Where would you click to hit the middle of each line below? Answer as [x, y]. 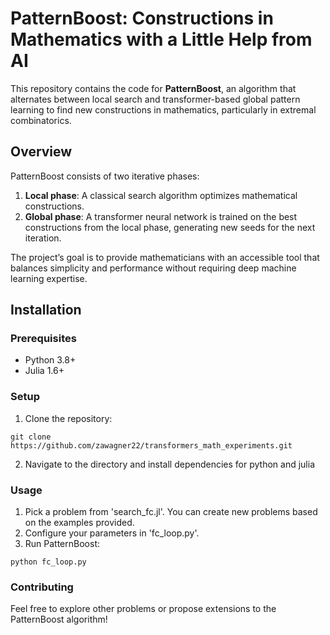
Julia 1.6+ [44, 371]
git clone [31, 437]
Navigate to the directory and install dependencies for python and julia [169, 464]
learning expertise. [49, 278]
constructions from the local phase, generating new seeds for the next [170, 227]
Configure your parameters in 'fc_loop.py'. [112, 533]
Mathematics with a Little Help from [161, 39]
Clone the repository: [68, 418]
